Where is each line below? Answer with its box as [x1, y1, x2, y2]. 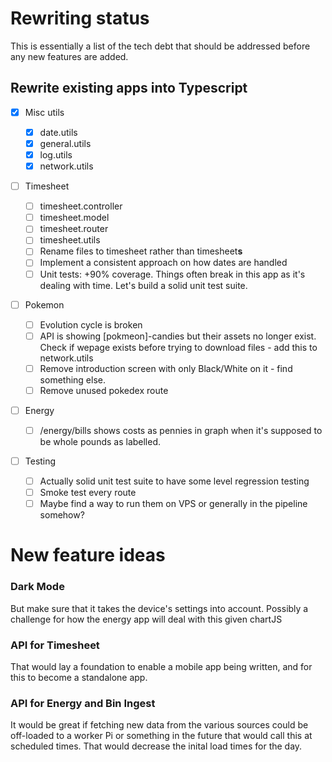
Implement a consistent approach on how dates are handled [39, 257, 288, 269]
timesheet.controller [39, 200, 123, 212]
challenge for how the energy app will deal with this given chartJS [10, 613, 283, 625]
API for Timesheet [10, 638, 100, 652]
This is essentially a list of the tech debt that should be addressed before [10, 40, 311, 52]
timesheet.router [39, 223, 109, 235]
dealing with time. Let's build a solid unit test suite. [39, 279, 248, 291]
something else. [39, 373, 106, 386]
